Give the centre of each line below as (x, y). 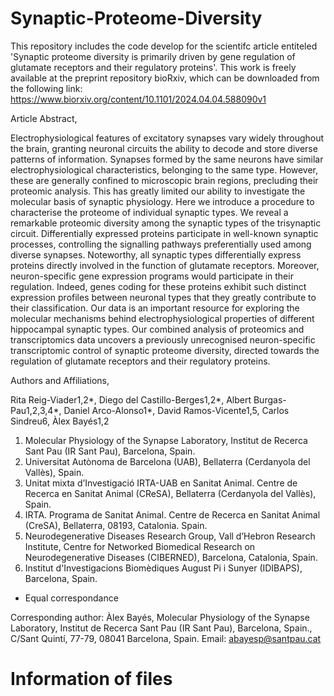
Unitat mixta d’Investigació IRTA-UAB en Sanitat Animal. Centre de (161, 483)
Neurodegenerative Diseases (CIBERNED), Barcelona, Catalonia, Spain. (171, 557)
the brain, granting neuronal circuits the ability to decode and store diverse (164, 148)
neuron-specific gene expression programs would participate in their (152, 276)
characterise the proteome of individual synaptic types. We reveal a (149, 212)
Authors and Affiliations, (60, 380)
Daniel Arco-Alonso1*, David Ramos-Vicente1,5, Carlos (176, 410)
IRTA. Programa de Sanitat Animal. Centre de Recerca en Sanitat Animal (172, 514)
